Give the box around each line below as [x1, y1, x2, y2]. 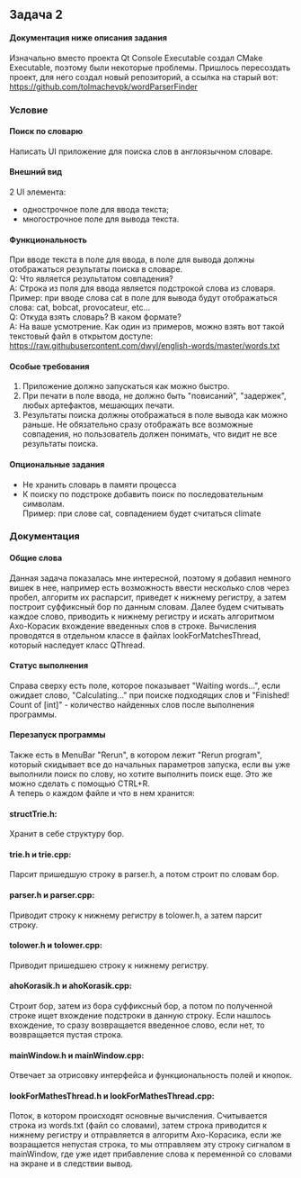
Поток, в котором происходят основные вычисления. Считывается [9, 1110, 268, 1121]
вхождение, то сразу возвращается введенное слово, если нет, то [9, 1019, 265, 1030]
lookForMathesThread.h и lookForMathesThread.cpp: [9, 1090, 215, 1101]
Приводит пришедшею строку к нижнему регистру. [9, 959, 209, 971]
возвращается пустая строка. [9, 1029, 124, 1040]
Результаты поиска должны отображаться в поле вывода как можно [22, 410, 288, 421]
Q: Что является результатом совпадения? [9, 274, 173, 285]
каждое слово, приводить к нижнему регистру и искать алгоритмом [9, 611, 275, 621]
